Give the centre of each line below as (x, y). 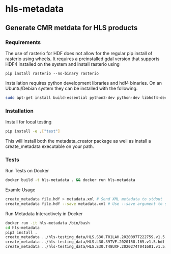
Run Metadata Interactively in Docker (44, 213)
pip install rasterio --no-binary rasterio (52, 73)
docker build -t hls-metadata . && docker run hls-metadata (70, 180)
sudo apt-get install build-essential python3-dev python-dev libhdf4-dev (86, 97)
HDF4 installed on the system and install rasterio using (62, 64)
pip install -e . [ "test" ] (33, 131)
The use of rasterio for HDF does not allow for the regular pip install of (79, 53)
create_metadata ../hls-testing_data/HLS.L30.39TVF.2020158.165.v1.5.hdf (85, 242)
